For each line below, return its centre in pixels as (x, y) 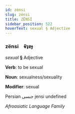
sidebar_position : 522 (29, 24)
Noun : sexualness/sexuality (34, 77)
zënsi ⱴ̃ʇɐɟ (19, 47)
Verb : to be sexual (24, 67)
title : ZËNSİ (19, 19)
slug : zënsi (17, 15)
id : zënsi (15, 10)
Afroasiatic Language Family (35, 106)
